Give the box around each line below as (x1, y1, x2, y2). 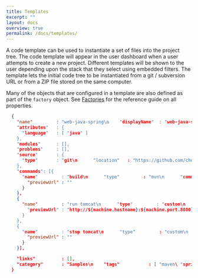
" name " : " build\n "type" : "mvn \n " (21, 174, 183, 180)
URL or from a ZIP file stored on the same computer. (6, 78, 133, 86)
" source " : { (16, 152, 65, 158)
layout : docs (6, 19, 38, 25)
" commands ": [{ (16, 168, 54, 174)
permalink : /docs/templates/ (6, 31, 78, 37)
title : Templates (6, 8, 49, 15)
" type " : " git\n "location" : (21, 158, 131, 163)
